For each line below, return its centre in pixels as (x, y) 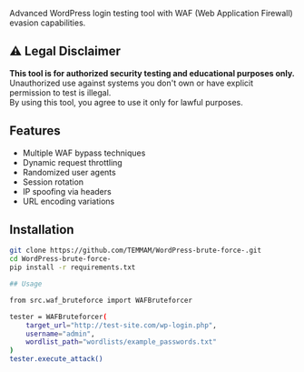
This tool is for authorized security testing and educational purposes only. (152, 73)
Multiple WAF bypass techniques (84, 153)
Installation (42, 230)
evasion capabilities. (48, 23)
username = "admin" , (60, 334)
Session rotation (53, 182)
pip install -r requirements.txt (73, 267)
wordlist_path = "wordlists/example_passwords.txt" (122, 342)
